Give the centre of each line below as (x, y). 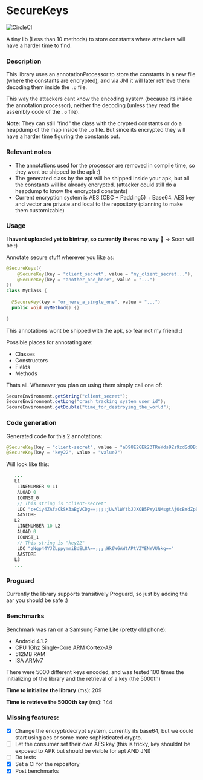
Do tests (25, 758)
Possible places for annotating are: (50, 342)
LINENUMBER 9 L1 (38, 487)
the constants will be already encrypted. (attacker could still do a (96, 185)
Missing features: (33, 718)
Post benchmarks (37, 771)
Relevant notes (29, 152)
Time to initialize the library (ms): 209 (54, 690)
